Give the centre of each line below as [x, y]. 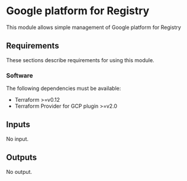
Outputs [22, 158]
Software [20, 75]
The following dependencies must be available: [64, 88]
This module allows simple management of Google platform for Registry [94, 27]
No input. [17, 139]
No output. [19, 172]
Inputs [18, 125]
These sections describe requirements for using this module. [80, 60]
